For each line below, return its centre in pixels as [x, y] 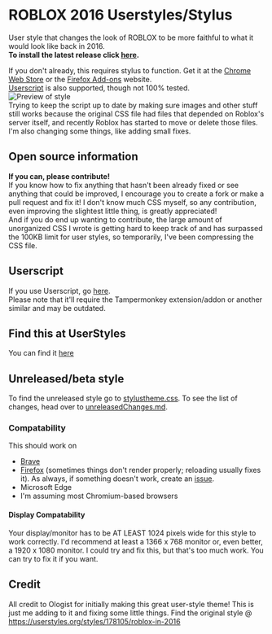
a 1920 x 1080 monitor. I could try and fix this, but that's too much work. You [136, 550]
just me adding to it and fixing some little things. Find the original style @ [130, 613]
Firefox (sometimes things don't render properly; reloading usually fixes [140, 470]
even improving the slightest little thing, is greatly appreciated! [113, 211]
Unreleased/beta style [66, 379]
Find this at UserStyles [67, 333]
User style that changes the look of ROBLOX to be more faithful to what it [131, 37]
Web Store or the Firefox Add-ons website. [80, 79]
